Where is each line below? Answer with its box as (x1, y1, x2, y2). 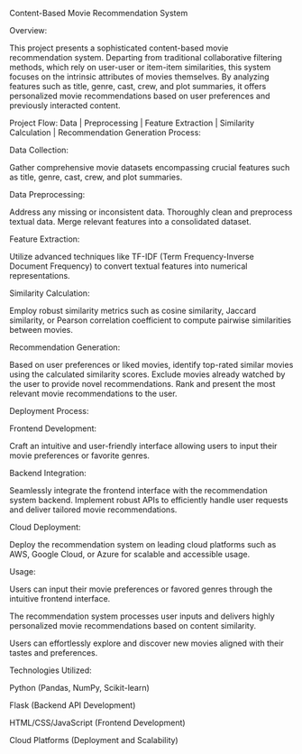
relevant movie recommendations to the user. (9, 388, 178, 399)
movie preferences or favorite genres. (9, 450, 151, 461)
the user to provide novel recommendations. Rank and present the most (9, 379, 276, 389)
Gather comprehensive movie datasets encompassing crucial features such (9, 162, 290, 172)
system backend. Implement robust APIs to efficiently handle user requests (9, 495, 288, 505)
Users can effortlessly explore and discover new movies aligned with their (9, 638, 284, 648)
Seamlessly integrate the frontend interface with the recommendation (9, 485, 268, 495)
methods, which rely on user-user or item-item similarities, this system (9, 62, 271, 72)
